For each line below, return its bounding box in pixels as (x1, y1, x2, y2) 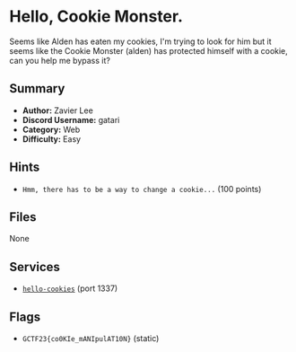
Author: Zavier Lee (22, 105, 94, 116)
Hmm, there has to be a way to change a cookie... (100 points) (22, 183, 262, 194)
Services (9, 259, 61, 275)
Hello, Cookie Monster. (9, 6, 184, 27)
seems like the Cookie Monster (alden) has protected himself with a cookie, (9, 45, 289, 56)
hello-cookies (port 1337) (22, 283, 118, 294)
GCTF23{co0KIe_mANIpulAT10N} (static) (22, 333, 160, 343)
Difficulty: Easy (22, 133, 82, 145)
